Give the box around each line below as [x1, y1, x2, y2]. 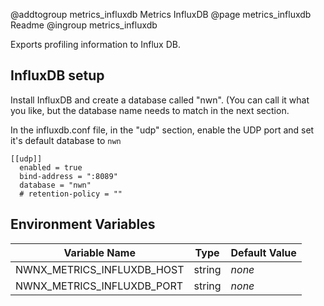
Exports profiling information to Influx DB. [10, 39, 181, 50]
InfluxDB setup [10, 67, 105, 84]
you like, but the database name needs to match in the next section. [10, 104, 290, 116]
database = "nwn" [19, 180, 92, 190]
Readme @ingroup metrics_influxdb [10, 19, 158, 31]
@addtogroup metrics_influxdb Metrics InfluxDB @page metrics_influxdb [10, 9, 312, 20]
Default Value [230, 245, 297, 259]
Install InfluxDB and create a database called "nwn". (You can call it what [10, 94, 310, 106]
